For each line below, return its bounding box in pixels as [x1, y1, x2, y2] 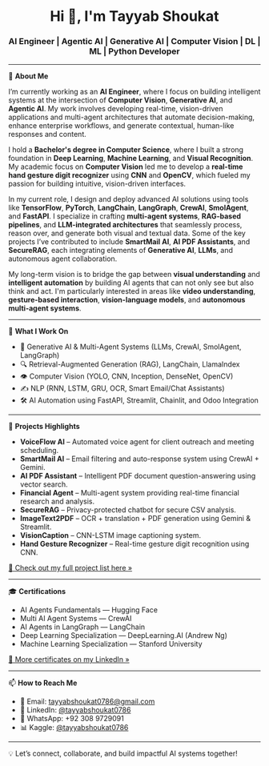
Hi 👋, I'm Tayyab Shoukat [50, 7, 219, 26]
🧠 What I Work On [8, 327, 69, 336]
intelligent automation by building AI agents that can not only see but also [8, 278, 255, 287]
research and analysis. [19, 496, 94, 507]
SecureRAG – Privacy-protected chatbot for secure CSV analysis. [19, 505, 236, 515]
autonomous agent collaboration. [8, 254, 118, 263]
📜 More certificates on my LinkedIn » [8, 655, 130, 664]
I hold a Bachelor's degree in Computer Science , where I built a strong [8, 145, 244, 154]
